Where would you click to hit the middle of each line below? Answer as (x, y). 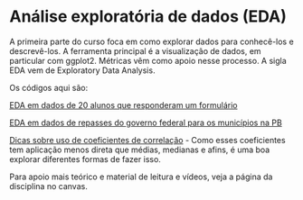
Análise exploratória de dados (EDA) (148, 17)
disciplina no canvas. (48, 186)
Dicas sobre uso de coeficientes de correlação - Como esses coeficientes (148, 140)
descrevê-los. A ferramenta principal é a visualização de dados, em (135, 50)
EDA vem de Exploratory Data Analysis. (82, 70)
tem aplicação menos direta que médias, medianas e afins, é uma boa (140, 150)
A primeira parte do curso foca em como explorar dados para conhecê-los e (151, 41)
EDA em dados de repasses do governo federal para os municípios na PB (146, 123)
